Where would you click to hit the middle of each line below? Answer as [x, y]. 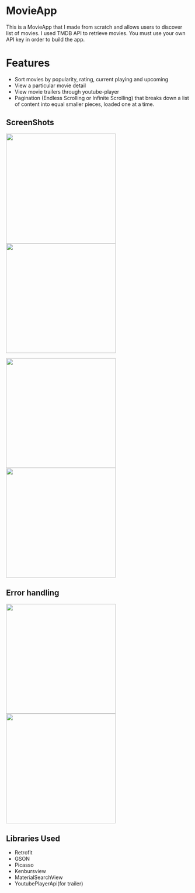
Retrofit [23, 853]
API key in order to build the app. [46, 39]
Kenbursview [30, 871]
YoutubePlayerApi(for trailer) [49, 884]
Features [28, 63]
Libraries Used [33, 838]
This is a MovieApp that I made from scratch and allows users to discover [94, 27]
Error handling [33, 593]
